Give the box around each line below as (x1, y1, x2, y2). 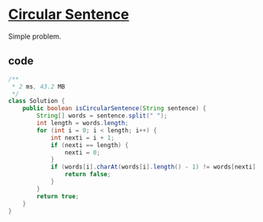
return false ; (64, 171, 111, 179)
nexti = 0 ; (64, 148, 101, 157)
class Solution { (8, 97, 66, 105)
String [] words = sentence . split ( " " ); (36, 112, 168, 120)
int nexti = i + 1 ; (50, 134, 115, 142)
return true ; (36, 192, 80, 200)
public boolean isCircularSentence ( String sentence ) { (22, 105, 207, 113)
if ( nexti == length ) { (50, 141, 129, 149)
